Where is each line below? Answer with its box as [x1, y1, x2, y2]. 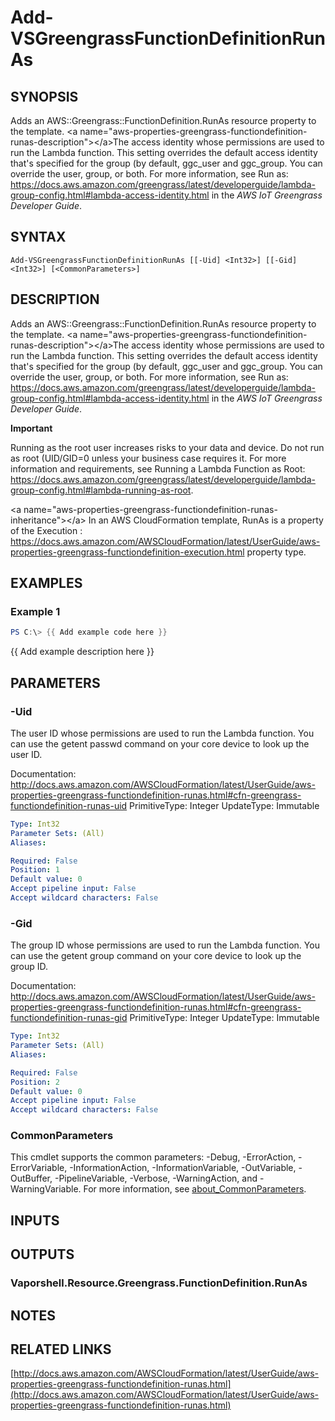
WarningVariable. [10, 1183, 82, 1195]
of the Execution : [10, 524, 83, 536]
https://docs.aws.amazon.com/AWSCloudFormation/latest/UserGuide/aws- [10, 535, 321, 547]
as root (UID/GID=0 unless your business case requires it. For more [10, 452, 287, 464]
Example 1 [10, 604, 61, 618]
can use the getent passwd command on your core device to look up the [10, 737, 310, 750]
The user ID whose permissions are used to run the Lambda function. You [10, 727, 315, 739]
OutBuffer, [10, 1172, 53, 1185]
